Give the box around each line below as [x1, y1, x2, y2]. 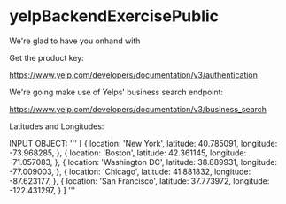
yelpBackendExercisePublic [9, 6, 220, 26]
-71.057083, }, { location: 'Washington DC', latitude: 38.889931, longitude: [9, 156, 277, 167]
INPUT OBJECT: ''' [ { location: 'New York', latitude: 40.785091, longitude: [9, 138, 278, 148]
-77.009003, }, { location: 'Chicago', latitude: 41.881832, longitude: [9, 166, 251, 177]
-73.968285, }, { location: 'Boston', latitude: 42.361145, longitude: [9, 147, 247, 158]
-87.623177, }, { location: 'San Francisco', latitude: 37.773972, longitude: [9, 175, 270, 186]
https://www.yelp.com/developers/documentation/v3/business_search [9, 103, 267, 114]
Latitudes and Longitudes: [9, 121, 104, 132]
